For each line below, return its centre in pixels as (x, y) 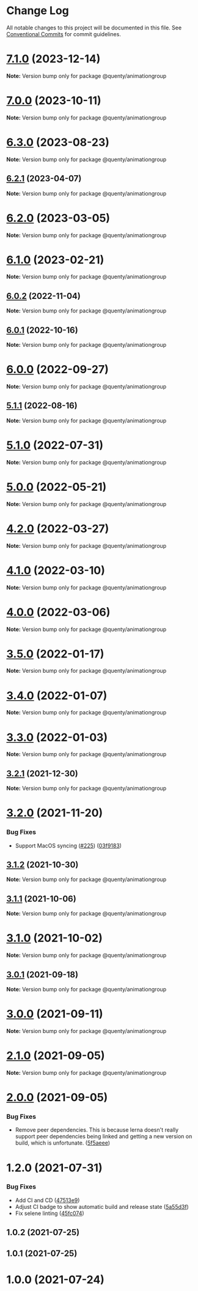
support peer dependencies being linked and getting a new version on (104, 1137)
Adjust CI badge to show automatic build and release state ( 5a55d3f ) (102, 1206)
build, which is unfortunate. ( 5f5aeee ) (63, 1143)
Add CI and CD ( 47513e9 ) (47, 1200)
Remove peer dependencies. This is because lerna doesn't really (97, 1130)
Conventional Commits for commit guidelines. (64, 34)
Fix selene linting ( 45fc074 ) (50, 1213)
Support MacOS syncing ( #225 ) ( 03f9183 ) (68, 846)
